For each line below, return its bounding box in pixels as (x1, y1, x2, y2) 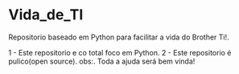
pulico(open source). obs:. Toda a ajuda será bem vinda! (8, 56, 196, 66)
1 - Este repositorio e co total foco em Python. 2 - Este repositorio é (8, 47, 232, 57)
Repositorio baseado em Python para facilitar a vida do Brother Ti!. (8, 32, 229, 42)
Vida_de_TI (8, 6, 84, 24)
